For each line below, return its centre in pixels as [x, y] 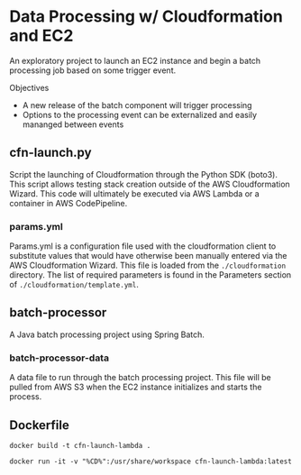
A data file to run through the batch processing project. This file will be [141, 378]
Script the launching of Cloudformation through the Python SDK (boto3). [143, 174]
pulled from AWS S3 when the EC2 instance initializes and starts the [136, 387]
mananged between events [73, 124]
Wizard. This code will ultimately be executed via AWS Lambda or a [134, 193]
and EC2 [41, 36]
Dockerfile [40, 425]
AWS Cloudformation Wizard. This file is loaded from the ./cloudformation [148, 265]
